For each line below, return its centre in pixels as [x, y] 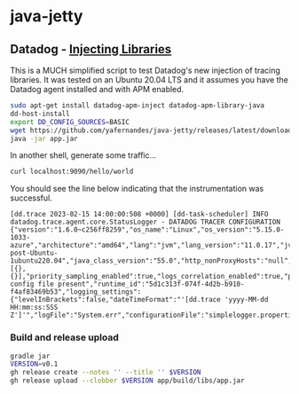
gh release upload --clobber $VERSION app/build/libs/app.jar [127, 381]
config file [32, 284]
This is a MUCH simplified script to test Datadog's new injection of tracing [145, 70]
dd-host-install [40, 114]
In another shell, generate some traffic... [83, 155]
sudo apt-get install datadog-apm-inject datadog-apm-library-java [138, 106]
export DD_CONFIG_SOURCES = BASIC [70, 122]
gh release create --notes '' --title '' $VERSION [106, 373]
